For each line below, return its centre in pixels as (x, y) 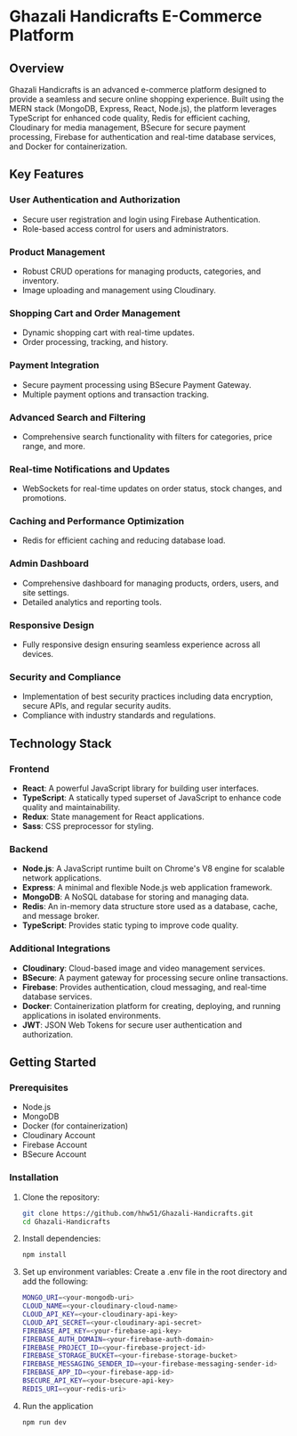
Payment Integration (54, 365)
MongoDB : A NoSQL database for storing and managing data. (135, 897)
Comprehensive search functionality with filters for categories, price (147, 436)
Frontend (29, 768)
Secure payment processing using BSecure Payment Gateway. (136, 384)
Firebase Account (54, 1145)
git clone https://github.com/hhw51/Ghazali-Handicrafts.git (138, 1213)
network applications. (62, 878)
